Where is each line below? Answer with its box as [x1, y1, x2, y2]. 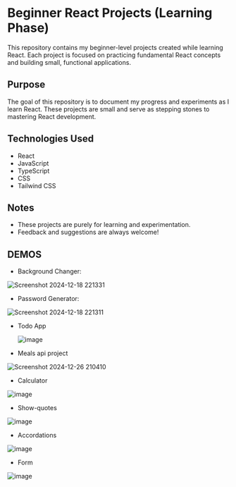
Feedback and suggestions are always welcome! [17, 228, 159, 237]
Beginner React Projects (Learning [7, 5, 213, 21]
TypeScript [17, 166, 50, 175]
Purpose [7, 79, 46, 91]
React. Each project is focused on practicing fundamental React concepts [7, 51, 221, 59]
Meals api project [17, 349, 68, 357]
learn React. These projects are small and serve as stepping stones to [7, 104, 210, 113]
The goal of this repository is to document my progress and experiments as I [7, 97, 230, 106]
